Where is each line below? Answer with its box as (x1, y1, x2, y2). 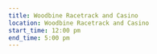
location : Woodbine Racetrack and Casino (8, 19, 150, 27)
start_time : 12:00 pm (8, 26, 81, 34)
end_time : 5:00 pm (8, 33, 70, 42)
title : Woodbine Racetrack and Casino (8, 11, 138, 20)
